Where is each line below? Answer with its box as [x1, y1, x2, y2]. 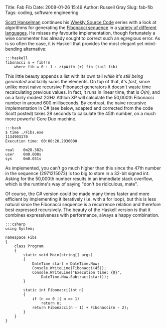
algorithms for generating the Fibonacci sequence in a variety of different [5, 25, 157, 31]
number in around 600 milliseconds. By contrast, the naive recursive [5, 100, 146, 106]
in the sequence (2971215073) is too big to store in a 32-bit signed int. [5, 171, 150, 176]
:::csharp [5, 222, 26, 227]
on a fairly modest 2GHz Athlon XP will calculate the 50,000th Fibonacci [5, 95, 154, 100]
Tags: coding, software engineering [5, 10, 79, 16]
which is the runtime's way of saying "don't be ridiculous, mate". [5, 181, 138, 187]
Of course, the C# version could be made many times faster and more [5, 191, 149, 197]
